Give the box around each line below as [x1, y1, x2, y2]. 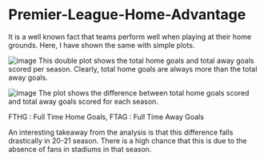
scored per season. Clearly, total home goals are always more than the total [8, 64, 258, 73]
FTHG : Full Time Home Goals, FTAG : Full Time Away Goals [8, 111, 204, 121]
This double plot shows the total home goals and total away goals [38, 56, 254, 65]
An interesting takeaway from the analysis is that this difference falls [8, 127, 234, 137]
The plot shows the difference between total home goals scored [38, 88, 250, 97]
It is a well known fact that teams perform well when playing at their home [8, 32, 252, 41]
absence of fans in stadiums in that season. [8, 144, 152, 154]
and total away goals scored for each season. [8, 96, 158, 106]
